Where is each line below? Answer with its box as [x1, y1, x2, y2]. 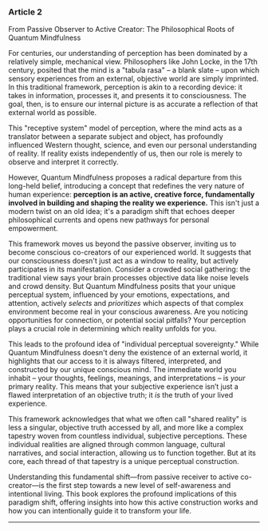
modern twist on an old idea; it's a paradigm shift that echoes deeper [8, 207, 235, 216]
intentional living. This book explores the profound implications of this [8, 489, 237, 499]
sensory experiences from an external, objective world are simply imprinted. [8, 74, 259, 84]
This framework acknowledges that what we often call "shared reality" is [8, 414, 247, 424]
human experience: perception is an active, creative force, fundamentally [8, 190, 255, 200]
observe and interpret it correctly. [8, 157, 119, 167]
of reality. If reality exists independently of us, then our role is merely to [8, 149, 243, 158]
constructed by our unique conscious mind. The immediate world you [8, 365, 237, 374]
